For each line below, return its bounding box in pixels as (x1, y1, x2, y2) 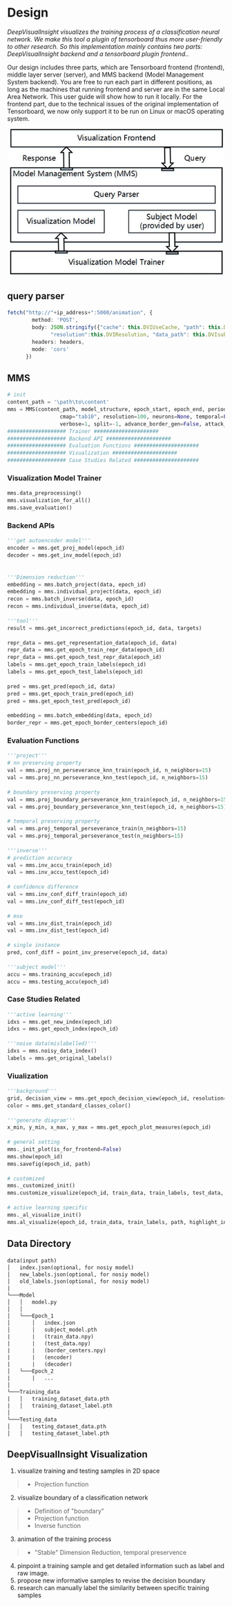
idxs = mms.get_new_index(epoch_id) (7, 1018, 113, 1025)
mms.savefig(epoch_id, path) (7, 1160, 91, 1167)
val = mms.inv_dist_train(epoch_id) (7, 920, 113, 927)
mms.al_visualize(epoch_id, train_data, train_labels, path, (7, 1218, 187, 1225)
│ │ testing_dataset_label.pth (7, 1430, 110, 1437)
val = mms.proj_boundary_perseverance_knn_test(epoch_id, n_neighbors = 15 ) (7, 803, 227, 810)
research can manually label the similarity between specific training (17, 1584, 209, 1592)
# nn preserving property (7, 760, 81, 767)
